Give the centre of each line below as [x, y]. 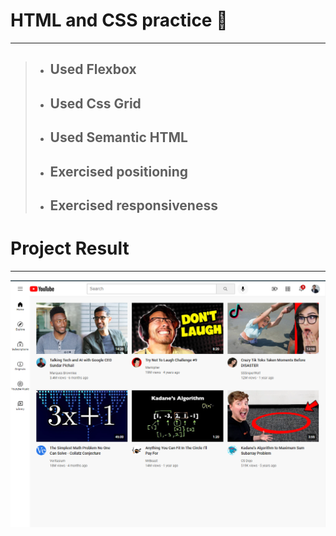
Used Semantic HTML [118, 137]
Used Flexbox [93, 69]
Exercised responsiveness [133, 205]
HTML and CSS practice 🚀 [119, 20]
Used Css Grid [95, 103]
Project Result [70, 248]
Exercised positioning [119, 171]
